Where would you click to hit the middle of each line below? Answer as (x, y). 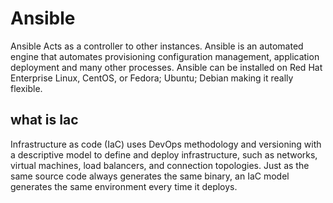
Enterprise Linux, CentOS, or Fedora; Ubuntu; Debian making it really (152, 78)
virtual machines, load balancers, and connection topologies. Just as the (160, 165)
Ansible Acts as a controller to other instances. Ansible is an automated (157, 46)
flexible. (26, 88)
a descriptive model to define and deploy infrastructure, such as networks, (164, 154)
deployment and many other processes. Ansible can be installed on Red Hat (166, 67)
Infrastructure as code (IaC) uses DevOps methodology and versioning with (166, 144)
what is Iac (44, 120)
